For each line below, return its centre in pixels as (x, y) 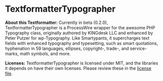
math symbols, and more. (45, 53)
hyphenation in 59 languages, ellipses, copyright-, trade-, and (67, 48)
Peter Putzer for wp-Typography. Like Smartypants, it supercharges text (77, 38)
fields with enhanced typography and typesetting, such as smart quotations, (81, 43)
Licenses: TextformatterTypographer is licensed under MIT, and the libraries (81, 63)
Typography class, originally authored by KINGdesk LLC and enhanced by (79, 33)
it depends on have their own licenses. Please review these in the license (78, 68)
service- (138, 48)
